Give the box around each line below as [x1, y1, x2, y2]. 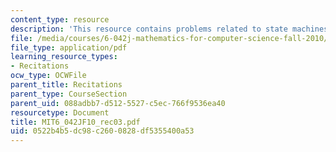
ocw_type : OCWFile [10, 71, 87, 81]
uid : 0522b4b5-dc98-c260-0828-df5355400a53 [10, 126, 195, 136]
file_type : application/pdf [10, 42, 128, 53]
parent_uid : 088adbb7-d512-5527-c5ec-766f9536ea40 [10, 98, 226, 108]
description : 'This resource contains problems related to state [10, 24, 288, 34]
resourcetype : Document [10, 107, 110, 118]
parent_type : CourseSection [10, 89, 128, 99]
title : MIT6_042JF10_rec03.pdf [10, 117, 141, 127]
